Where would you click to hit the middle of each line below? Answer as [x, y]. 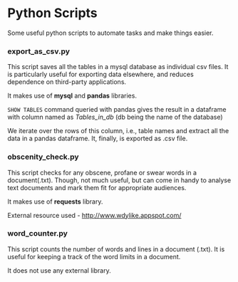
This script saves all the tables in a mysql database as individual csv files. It [118, 67]
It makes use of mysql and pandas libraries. [72, 96]
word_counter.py [37, 234]
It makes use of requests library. [55, 202]
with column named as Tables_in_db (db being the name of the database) [115, 117]
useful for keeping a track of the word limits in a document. [94, 256]
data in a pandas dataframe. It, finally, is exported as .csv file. [98, 139]
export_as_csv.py [38, 51]
